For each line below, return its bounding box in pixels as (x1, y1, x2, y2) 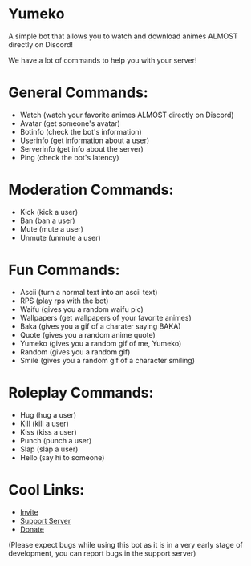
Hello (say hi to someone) (19, 452, 105, 462)
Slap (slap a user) (19, 444, 79, 454)
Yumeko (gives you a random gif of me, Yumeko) (19, 338, 182, 348)
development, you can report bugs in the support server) (8, 548, 196, 558)
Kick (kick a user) (19, 207, 79, 216)
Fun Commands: (8, 261, 120, 279)
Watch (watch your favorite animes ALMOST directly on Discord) (19, 110, 234, 119)
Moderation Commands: (8, 181, 174, 199)
